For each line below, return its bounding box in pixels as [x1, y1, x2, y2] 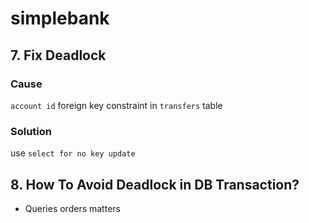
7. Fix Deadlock [10, 47, 107, 64]
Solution [10, 124, 53, 138]
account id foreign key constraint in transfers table [10, 99, 223, 111]
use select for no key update [10, 147, 136, 159]
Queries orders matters [24, 202, 121, 214]
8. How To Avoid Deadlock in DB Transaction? [10, 176, 300, 193]
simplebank [10, 7, 110, 30]
